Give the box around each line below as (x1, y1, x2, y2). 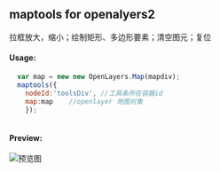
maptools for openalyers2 (9, 7, 155, 22)
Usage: (9, 52, 37, 63)
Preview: (9, 132, 43, 143)
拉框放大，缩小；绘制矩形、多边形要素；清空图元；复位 (9, 31, 211, 43)
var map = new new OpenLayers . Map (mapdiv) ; (17, 73, 180, 82)
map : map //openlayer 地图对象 (25, 97, 144, 106)
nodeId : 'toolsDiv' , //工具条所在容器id (25, 89, 163, 98)
